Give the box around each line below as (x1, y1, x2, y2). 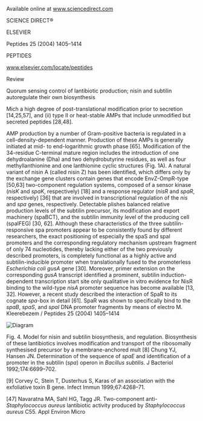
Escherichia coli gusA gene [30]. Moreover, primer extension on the (6, 265, 175, 272)
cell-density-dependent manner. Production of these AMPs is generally (6, 136, 184, 143)
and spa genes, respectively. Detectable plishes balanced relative (6, 201, 170, 207)
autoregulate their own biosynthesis (6, 94, 95, 100)
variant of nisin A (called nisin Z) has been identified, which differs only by (6, 169, 191, 175)
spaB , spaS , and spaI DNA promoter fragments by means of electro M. (6, 304, 183, 310)
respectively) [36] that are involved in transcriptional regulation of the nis (6, 194, 188, 201)
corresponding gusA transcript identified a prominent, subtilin (6, 272, 160, 278)
